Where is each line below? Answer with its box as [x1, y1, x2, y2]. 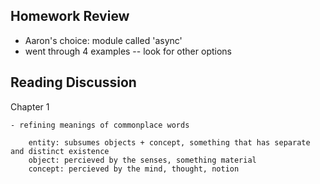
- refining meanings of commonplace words [10, 120, 190, 130]
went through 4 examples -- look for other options [24, 45, 232, 57]
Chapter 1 [10, 100, 50, 113]
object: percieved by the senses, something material [28, 155, 257, 165]
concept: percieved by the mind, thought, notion [28, 164, 240, 174]
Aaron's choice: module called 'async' [24, 34, 183, 46]
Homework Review [10, 8, 130, 25]
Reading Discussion [10, 74, 137, 91]
